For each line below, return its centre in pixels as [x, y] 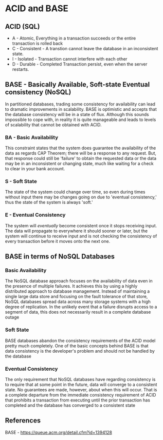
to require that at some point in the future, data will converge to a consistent [81, 384]
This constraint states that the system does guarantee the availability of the [81, 148]
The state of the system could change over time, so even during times [75, 192]
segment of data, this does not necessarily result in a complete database [78, 312]
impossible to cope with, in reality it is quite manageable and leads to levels [81, 120]
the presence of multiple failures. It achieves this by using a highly [71, 286]
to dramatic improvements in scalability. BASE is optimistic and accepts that [81, 109]
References [23, 421]
